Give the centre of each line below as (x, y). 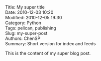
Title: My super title (25, 7)
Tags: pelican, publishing (31, 28)
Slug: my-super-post (26, 33)
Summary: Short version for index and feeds (50, 44)
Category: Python (23, 23)
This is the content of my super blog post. (48, 53)
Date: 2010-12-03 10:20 (29, 12)
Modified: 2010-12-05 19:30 (34, 17)
